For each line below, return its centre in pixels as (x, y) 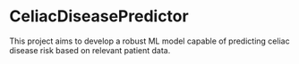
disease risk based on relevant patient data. (90, 50)
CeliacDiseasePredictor (99, 16)
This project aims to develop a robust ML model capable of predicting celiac (149, 41)
